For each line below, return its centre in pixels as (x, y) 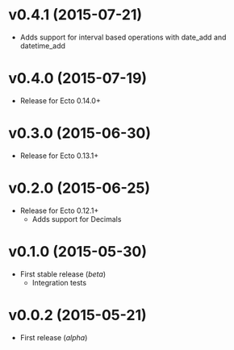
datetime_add (43, 45)
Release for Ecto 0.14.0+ (60, 100)
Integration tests (59, 282)
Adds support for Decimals (77, 219)
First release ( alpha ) (54, 337)
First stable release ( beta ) (63, 274)
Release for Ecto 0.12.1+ (59, 210)
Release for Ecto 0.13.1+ (59, 156)
